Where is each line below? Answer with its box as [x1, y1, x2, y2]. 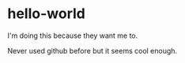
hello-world [7, 5, 86, 23]
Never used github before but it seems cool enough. [7, 46, 178, 55]
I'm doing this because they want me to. [7, 31, 138, 40]
